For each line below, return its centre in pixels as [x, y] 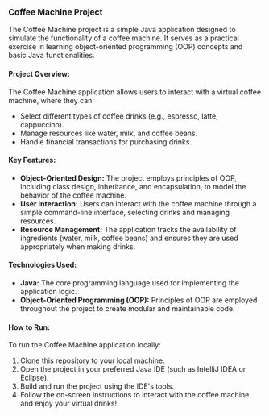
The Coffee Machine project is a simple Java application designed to [122, 30]
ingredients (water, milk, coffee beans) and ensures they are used [129, 238]
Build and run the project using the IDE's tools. [97, 386]
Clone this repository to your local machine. [92, 360]
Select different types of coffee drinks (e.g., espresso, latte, [119, 116]
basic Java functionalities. [52, 56]
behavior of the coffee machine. [73, 195]
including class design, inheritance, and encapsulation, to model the [133, 186]
